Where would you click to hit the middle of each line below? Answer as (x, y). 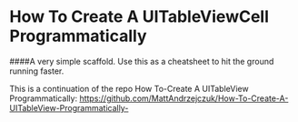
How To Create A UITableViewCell (139, 17)
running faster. (37, 71)
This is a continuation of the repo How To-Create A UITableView (129, 88)
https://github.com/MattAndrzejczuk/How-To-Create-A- (184, 98)
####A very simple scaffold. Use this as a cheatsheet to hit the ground (142, 61)
